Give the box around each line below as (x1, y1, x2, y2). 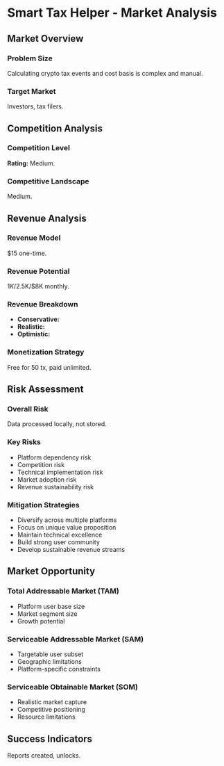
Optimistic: (17, 330, 51, 339)
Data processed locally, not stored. (7, 420, 107, 428)
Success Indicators (7, 733, 92, 744)
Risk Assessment (7, 384, 84, 396)
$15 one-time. (7, 249, 47, 257)
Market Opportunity (7, 565, 96, 578)
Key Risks (7, 437, 42, 447)
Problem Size (7, 54, 53, 63)
